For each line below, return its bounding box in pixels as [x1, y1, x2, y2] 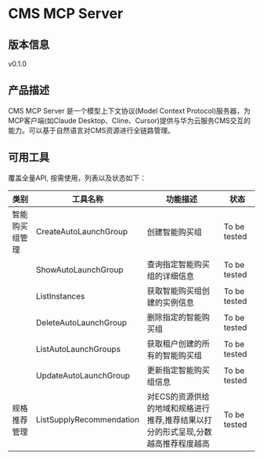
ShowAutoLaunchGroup [36, 264, 124, 275]
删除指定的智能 [146, 311, 202, 322]
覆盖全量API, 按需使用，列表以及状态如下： [8, 173, 147, 183]
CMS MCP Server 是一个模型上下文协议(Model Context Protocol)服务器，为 [8, 106, 251, 115]
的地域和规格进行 [146, 403, 210, 414]
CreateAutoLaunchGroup [36, 226, 128, 237]
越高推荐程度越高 [146, 438, 210, 449]
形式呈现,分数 [162, 426, 213, 437]
